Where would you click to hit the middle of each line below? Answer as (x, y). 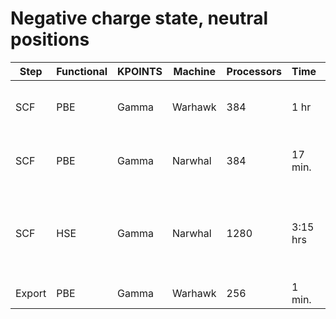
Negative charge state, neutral (139, 18)
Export (31, 293)
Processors (254, 71)
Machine (194, 71)
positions (50, 39)
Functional (82, 71)
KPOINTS (140, 71)
